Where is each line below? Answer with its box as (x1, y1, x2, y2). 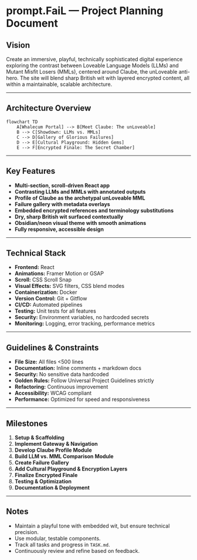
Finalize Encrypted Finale (14, 472, 78, 479)
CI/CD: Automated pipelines (14, 301, 83, 309)
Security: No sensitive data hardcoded (14, 371, 109, 378)
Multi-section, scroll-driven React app (14, 181, 110, 189)
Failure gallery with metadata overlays (14, 200, 110, 207)
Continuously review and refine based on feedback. (14, 547, 140, 554)
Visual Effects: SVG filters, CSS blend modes (14, 283, 125, 290)
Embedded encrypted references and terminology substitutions (14, 207, 174, 214)
